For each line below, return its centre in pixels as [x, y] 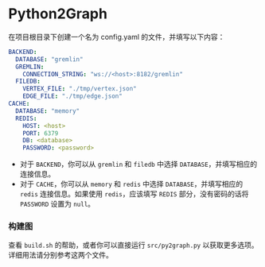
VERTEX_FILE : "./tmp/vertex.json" [80, 89]
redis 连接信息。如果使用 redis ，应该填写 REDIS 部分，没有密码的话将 [134, 194]
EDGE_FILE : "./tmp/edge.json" [73, 96]
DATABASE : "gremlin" [49, 59]
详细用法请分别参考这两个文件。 [60, 255]
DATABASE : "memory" [48, 111]
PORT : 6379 [41, 133]
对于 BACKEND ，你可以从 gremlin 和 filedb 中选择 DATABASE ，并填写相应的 [138, 164]
